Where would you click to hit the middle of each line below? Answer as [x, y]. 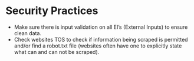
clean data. [28, 33]
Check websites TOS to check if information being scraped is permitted [101, 39]
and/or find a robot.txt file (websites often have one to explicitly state [98, 46]
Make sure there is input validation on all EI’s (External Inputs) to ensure [101, 27]
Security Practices [52, 11]
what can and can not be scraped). [57, 52]
